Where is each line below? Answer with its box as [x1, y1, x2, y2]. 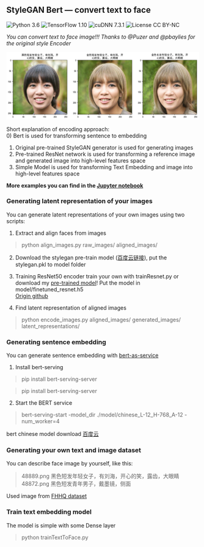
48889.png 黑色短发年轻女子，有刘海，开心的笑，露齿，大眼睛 [21, 472, 180, 480]
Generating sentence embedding [6, 337, 107, 346]
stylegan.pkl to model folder [15, 261, 86, 268]
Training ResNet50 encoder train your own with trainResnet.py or [15, 272, 179, 280]
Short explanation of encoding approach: [6, 125, 110, 132]
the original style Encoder [6, 39, 71, 47]
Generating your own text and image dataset [6, 446, 142, 454]
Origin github [15, 292, 49, 299]
